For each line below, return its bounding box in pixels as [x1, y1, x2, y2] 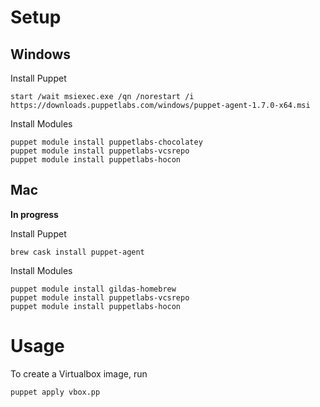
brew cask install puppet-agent [10, 247, 145, 257]
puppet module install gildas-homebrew [10, 284, 177, 294]
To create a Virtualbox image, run [10, 367, 148, 380]
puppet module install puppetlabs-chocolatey [10, 137, 203, 147]
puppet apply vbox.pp [10, 387, 101, 397]
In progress [10, 208, 59, 220]
